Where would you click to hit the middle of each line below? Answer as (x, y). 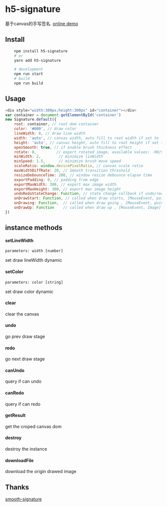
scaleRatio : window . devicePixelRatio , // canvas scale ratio (79, 166)
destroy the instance (26, 449)
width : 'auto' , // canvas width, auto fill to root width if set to (86, 138)
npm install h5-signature (41, 51)
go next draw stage (25, 359)
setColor (14, 272)
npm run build (29, 83)
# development (29, 69)
